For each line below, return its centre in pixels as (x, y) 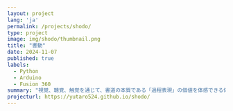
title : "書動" (27, 46)
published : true (31, 59)
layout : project (31, 13)
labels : (18, 65)
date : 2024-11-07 (32, 52)
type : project (28, 33)
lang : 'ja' (23, 20)
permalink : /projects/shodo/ (49, 26)
